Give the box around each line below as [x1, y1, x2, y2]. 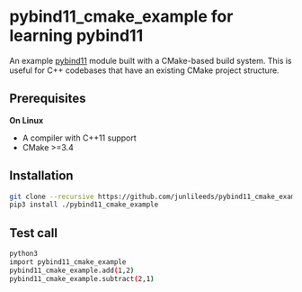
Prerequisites [9, 91, 86, 106]
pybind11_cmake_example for [9, 6, 234, 27]
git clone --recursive [9, 192, 94, 201]
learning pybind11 [9, 25, 144, 46]
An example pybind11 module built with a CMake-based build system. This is [9, 55, 292, 66]
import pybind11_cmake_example [9, 258, 127, 267]
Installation [9, 169, 74, 184]
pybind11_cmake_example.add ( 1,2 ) [9, 266, 135, 275]
